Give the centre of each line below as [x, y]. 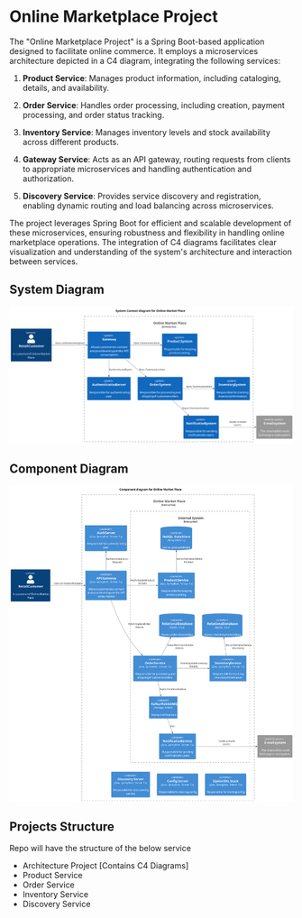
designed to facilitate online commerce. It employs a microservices [134, 50]
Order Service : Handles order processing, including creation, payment [154, 105]
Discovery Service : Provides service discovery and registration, [142, 196]
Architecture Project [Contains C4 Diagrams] [105, 866]
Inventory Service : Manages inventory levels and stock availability [146, 132]
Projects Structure [62, 826]
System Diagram [57, 290]
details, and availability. [66, 87]
